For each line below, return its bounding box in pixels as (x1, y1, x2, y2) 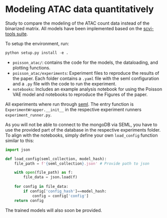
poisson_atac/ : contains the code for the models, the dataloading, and (12, 59, 158, 65)
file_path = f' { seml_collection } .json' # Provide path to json (14, 161, 150, 166)
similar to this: (5, 137, 34, 144)
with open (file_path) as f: (14, 170, 73, 175)
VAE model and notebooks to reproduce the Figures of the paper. (12, 91, 148, 97)
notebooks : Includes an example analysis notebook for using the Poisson (12, 86, 162, 92)
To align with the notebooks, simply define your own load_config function (5, 132, 158, 138)
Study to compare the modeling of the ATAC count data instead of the (5, 20, 150, 26)
